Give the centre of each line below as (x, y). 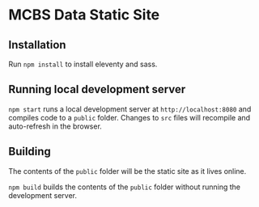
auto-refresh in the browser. (55, 126)
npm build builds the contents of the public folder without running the (125, 187)
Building (30, 152)
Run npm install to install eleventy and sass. (83, 64)
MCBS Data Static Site (84, 15)
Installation (37, 45)
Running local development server (97, 89)
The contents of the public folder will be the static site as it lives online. (127, 171)
